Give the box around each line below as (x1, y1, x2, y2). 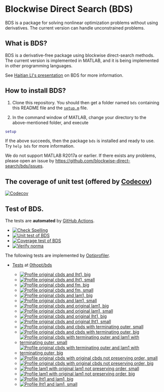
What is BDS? (5, 39, 48, 48)
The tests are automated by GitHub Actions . (5, 218, 95, 224)
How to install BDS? (5, 87, 66, 95)
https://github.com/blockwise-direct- (55, 158, 131, 164)
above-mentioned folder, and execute (12, 120, 89, 125)
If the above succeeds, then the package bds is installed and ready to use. (5, 138, 155, 144)
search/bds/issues (5, 163, 43, 169)
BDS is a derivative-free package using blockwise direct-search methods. (5, 52, 155, 58)
